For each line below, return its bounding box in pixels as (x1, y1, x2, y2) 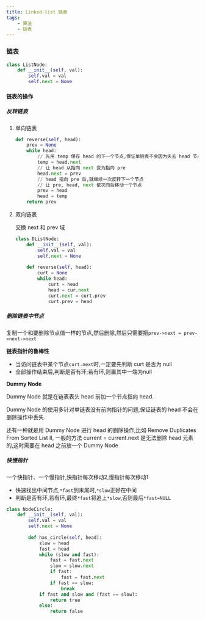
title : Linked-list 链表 (6, 9, 68, 15)
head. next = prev (37, 170, 81, 177)
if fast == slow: (49, 580, 95, 586)
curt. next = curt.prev (48, 293, 106, 299)
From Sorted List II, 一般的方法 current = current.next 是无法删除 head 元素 (6, 434, 194, 441)
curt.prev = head (48, 298, 93, 304)
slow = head (38, 540, 70, 546)
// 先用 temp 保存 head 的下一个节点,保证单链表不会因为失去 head (37, 153, 190, 159)
